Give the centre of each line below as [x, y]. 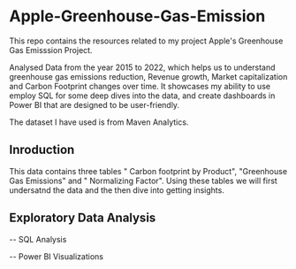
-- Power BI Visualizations [57, 256]
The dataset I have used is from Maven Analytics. [99, 122]
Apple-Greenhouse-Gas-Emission [137, 16]
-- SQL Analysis [38, 239]
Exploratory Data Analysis [83, 218]
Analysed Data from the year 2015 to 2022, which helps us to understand [142, 67]
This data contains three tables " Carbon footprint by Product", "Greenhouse [148, 171]
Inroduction [42, 150]
